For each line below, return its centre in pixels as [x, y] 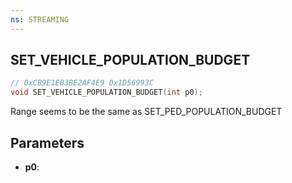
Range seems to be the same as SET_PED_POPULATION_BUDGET [146, 112]
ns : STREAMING [40, 19]
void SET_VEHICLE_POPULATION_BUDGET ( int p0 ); [106, 92]
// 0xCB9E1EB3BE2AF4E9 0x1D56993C [82, 83]
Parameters [47, 142]
